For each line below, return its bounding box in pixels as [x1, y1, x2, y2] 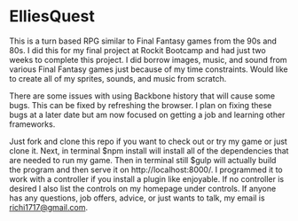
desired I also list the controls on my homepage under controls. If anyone [9, 183, 277, 193]
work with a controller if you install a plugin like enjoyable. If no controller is [9, 173, 285, 184]
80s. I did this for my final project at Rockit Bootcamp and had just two [9, 44, 266, 55]
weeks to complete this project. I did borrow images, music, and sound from [9, 54, 287, 65]
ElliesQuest [9, 6, 95, 27]
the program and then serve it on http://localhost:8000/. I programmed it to [9, 164, 283, 175]
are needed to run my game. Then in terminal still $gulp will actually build [9, 154, 277, 165]
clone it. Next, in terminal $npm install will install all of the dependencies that [9, 145, 289, 156]
